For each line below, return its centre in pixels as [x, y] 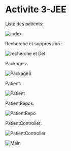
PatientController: [24, 123]
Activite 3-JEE [36, 10]
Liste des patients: [25, 24]
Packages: [16, 63]
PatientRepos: [20, 103]
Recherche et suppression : [34, 43]
